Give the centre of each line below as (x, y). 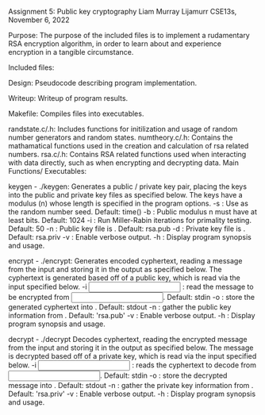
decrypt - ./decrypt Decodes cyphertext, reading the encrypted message (128, 339)
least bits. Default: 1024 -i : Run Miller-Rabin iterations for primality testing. (130, 220)
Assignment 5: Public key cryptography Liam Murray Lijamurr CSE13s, (123, 12)
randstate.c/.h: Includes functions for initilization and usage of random (123, 129)
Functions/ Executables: (48, 171)
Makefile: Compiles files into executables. (76, 113)
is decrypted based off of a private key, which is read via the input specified (132, 356)
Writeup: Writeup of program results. (68, 98)
